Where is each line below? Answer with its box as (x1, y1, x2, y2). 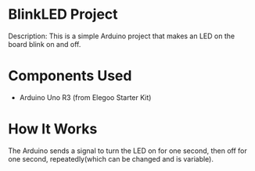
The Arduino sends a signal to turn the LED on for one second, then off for (8, 146, 248, 155)
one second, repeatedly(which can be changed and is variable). (8, 154, 214, 163)
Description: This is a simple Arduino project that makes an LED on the (8, 31, 235, 41)
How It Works (8, 120, 98, 138)
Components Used (8, 67, 132, 85)
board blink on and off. (8, 39, 81, 48)
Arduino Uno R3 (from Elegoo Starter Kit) (19, 92, 152, 102)
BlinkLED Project (8, 5, 119, 23)
